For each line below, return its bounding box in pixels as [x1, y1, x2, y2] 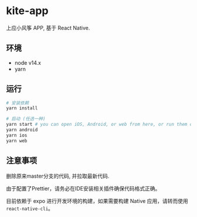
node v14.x [14, 59, 41, 66]
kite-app [6, 4, 49, 18]
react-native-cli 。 [6, 205, 54, 212]
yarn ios [6, 132, 28, 138]
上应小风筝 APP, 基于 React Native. [6, 24, 90, 31]
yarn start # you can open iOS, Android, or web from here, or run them [6, 122, 188, 128]
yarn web [6, 138, 28, 143]
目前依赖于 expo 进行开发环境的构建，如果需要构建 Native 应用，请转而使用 [6, 197, 189, 204]
